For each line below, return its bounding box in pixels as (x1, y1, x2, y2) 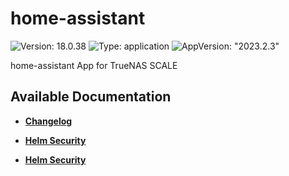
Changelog (24, 115, 73, 127)
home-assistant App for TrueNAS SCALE (10, 59, 178, 71)
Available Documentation (10, 88, 172, 106)
